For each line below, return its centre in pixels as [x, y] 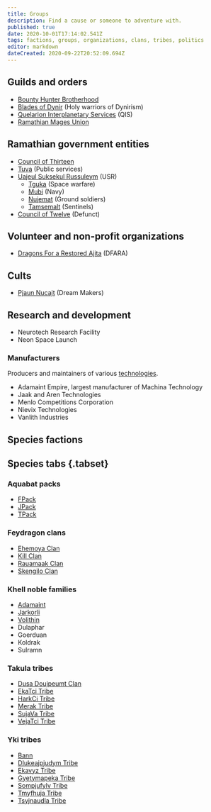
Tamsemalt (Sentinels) [61, 206]
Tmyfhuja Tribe [40, 793]
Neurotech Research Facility [59, 332]
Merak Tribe [35, 706]
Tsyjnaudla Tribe [42, 800]
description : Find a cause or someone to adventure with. [95, 21]
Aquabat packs [34, 484]
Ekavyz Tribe [36, 770]
